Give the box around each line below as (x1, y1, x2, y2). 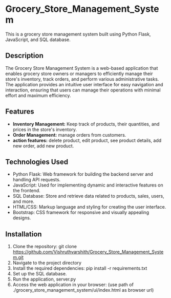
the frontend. (12, 188, 41, 194)
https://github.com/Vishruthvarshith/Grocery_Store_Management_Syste (12, 249, 164, 255)
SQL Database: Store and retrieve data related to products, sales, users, (12, 193, 165, 199)
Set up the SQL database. (12, 271, 67, 277)
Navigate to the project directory (12, 260, 82, 266)
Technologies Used (5, 157, 68, 166)
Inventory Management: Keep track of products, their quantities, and (12, 121, 160, 127)
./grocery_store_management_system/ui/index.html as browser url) (12, 287, 154, 293)
